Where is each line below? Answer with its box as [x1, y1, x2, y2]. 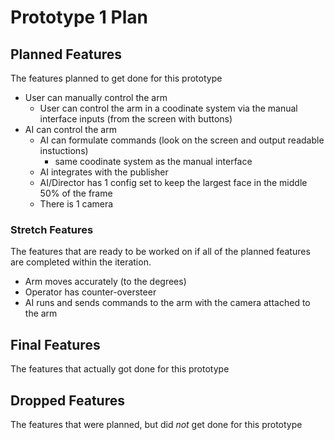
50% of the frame [39, 187, 113, 199]
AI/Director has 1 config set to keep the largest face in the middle [39, 177, 308, 188]
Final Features [10, 336, 101, 353]
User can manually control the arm [24, 92, 168, 103]
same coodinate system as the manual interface [54, 156, 253, 167]
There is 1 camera [39, 198, 114, 210]
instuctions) [39, 145, 89, 156]
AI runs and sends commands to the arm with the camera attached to [24, 297, 311, 309]
